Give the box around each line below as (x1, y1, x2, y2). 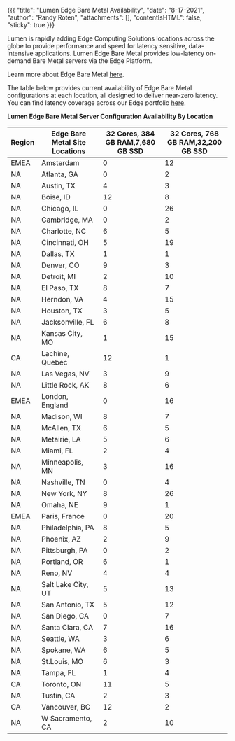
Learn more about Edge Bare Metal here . (7, 70, 124, 78)
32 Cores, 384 (106, 129, 155, 139)
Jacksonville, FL (41, 318, 94, 327)
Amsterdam (41, 158, 80, 167)
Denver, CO (41, 260, 80, 270)
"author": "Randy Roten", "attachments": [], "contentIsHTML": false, (7, 13, 202, 22)
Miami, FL (41, 446, 73, 456)
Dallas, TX (41, 249, 75, 258)
